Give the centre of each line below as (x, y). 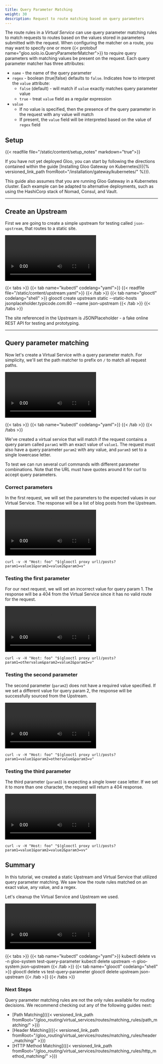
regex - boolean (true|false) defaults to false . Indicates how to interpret (83, 78)
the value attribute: (31, 83)
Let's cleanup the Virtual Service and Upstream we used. (62, 897)
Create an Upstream (36, 211)
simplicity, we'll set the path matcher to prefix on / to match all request (76, 360)
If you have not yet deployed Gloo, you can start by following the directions (80, 161)
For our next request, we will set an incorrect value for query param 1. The (79, 589)
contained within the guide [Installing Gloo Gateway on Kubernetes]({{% (77, 167)
